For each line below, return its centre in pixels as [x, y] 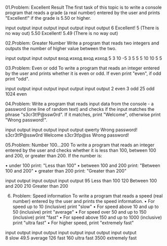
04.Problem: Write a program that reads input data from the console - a [79, 104]
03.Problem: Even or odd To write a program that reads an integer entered [82, 68]
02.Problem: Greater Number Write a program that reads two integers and [82, 43]
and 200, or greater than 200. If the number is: [54, 156]
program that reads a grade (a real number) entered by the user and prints [83, 13]
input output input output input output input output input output [71, 233]
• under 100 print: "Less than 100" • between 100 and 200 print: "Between [83, 166]
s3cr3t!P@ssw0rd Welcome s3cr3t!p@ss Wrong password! [67, 135]
